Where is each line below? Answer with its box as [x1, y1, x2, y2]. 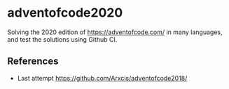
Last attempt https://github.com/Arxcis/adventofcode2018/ [17, 74, 188, 82]
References [7, 56, 59, 67]
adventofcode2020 [7, 5, 123, 21]
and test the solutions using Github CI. [7, 35, 118, 43]
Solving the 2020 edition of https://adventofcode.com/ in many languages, [7, 28, 223, 36]
